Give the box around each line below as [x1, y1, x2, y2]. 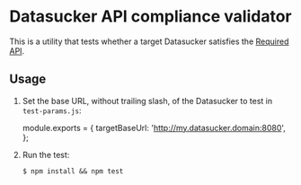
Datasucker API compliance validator [9, 6, 292, 27]
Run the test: [22, 149, 70, 160]
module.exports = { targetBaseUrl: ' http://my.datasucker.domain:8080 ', [22, 122, 286, 133]
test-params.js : [22, 105, 83, 116]
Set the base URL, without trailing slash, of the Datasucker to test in [22, 95, 272, 106]
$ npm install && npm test [22, 166, 124, 176]
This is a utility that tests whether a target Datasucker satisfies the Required [9, 36, 289, 47]
